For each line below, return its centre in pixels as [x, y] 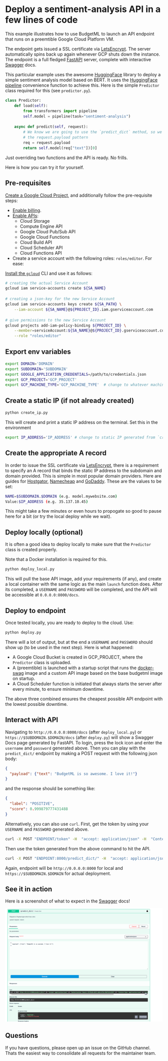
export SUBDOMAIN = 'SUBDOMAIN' [37, 369]
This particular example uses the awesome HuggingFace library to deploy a [83, 74]
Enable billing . [27, 210]
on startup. [24, 678]
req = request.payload [47, 142]
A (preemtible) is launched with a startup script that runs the [74, 668]
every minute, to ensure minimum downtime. [58, 689]
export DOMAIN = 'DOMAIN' [30, 364]
